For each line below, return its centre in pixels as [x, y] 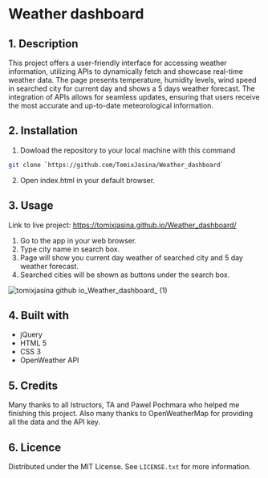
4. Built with [39, 315]
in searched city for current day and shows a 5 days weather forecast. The [132, 88]
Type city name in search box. [70, 249]
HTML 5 [33, 343]
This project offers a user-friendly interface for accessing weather [118, 63]
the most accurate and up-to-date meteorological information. [111, 106]
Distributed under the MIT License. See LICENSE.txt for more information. [130, 466]
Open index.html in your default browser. [87, 180]
